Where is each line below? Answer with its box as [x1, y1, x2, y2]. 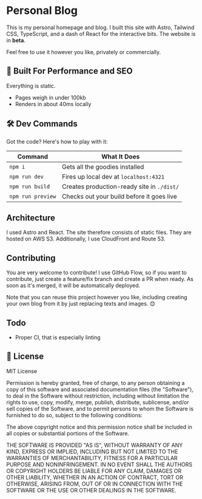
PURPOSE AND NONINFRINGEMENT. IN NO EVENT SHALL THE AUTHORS [6, 461, 193, 468]
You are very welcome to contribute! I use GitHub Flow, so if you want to [6, 269, 187, 276]
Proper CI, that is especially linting [15, 334, 101, 341]
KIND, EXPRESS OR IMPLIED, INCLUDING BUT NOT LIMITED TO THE [6, 447, 178, 455]
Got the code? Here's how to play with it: [6, 138, 108, 145]
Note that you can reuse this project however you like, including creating [6, 294, 187, 301]
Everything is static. [6, 82, 56, 89]
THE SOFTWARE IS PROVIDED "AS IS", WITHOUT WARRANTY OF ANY [6, 441, 183, 449]
